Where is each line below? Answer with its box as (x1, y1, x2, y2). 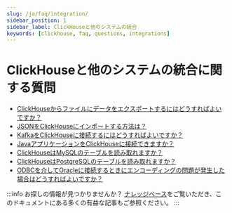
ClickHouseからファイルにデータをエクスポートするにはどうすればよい (16, 105, 222, 113)
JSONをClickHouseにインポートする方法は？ (16, 122, 147, 131)
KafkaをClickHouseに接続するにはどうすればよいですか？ (16, 131, 184, 139)
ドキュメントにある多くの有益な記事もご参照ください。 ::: (12, 198, 180, 207)
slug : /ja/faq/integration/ (6, 10, 89, 18)
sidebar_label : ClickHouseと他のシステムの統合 (6, 23, 137, 30)
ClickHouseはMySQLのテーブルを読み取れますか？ (16, 148, 163, 157)
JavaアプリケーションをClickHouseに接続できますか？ (16, 140, 175, 148)
